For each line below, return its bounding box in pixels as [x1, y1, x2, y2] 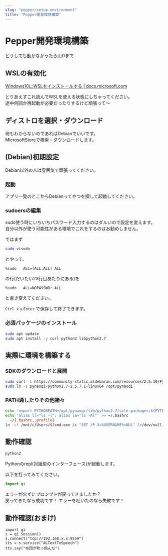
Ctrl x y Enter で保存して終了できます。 [5, 306, 88, 312]
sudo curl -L [5, 379, 32, 384]
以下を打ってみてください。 [5, 472, 62, 478]
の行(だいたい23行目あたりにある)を [5, 276, 80, 282]
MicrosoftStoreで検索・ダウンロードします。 [5, 137, 97, 143]
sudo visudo [5, 247, 30, 252]
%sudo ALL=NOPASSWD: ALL [5, 286, 61, 291]
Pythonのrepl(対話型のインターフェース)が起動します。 [5, 461, 117, 467]
